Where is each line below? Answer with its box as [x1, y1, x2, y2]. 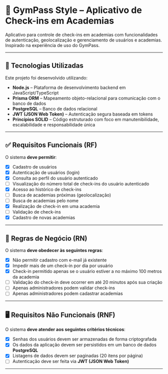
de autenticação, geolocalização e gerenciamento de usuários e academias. [5, 37, 162, 43]
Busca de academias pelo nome [12, 197, 79, 203]
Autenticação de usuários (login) [12, 169, 80, 175]
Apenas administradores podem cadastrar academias [12, 290, 123, 296]
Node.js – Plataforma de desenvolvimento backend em [12, 84, 126, 90]
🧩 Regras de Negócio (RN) [5, 234, 87, 242]
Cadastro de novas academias [12, 214, 75, 220]
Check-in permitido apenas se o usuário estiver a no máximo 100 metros [12, 268, 162, 274]
